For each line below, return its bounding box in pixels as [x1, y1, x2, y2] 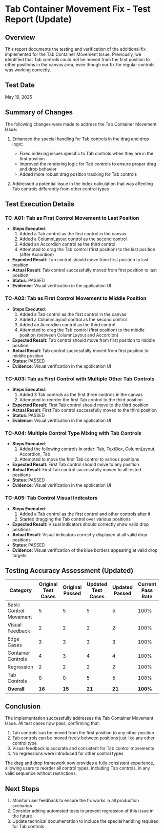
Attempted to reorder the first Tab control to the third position [19, 396, 143, 402]
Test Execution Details [5, 200, 75, 208]
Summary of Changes [5, 108, 73, 117]
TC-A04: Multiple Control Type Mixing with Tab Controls [5, 430, 142, 437]
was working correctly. [5, 67, 51, 73]
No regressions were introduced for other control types [12, 750, 123, 756]
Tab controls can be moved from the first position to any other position [12, 730, 155, 736]
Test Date [5, 81, 35, 89]
